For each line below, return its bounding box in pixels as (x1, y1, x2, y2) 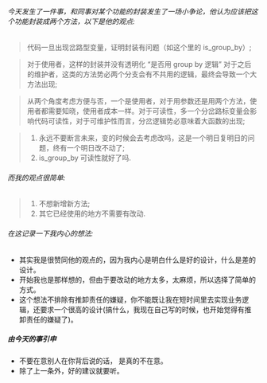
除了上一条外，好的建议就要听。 (18, 365, 124, 375)
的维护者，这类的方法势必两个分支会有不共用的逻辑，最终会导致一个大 (26, 69, 257, 79)
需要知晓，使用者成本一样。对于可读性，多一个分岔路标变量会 (48, 107, 250, 116)
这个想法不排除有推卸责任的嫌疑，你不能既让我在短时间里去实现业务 (18, 295, 242, 304)
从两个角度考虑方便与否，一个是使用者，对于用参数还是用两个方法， (26, 96, 250, 106)
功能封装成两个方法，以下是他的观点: (14, 16, 136, 26)
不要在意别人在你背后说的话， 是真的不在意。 (18, 356, 168, 365)
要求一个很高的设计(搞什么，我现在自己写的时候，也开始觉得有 (40, 304, 245, 314)
